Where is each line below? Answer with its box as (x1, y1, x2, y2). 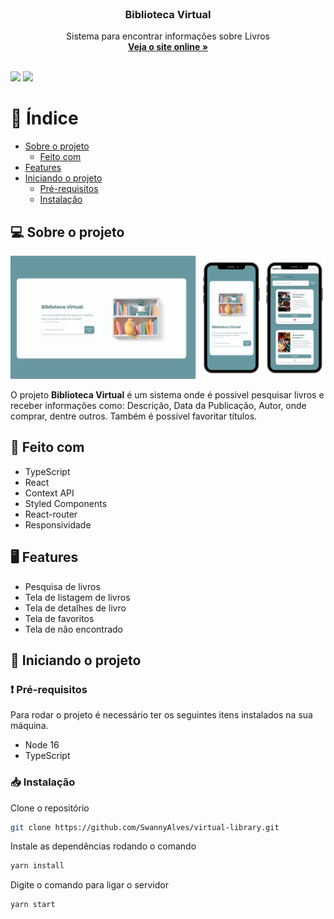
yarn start (10, 900, 56, 910)
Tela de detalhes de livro (24, 602, 127, 614)
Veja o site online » (128, 41, 208, 53)
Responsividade (24, 518, 92, 531)
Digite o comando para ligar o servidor (10, 879, 169, 891)
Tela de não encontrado (24, 623, 124, 635)
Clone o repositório (10, 802, 90, 814)
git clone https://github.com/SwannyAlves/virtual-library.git (10, 822, 280, 832)
